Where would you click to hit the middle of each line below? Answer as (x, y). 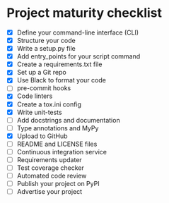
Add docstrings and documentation (69, 120)
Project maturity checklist (84, 13)
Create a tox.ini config (49, 104)
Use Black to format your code (62, 80)
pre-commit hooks (44, 88)
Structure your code (46, 41)
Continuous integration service (62, 152)
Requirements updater (49, 159)
